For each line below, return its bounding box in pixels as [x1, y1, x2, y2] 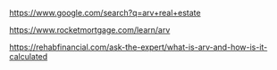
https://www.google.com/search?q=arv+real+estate [9, 8, 201, 18]
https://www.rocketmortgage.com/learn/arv [9, 25, 171, 35]
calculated [9, 51, 48, 61]
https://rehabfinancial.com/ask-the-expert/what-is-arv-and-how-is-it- [9, 42, 268, 52]
